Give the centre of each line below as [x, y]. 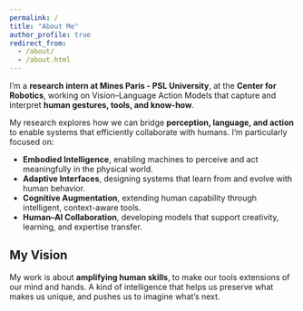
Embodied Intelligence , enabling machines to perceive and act [140, 159]
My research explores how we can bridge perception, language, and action [152, 122]
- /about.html [44, 60]
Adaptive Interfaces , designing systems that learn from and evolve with [157, 179]
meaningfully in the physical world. [88, 169]
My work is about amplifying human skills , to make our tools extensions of [150, 277]
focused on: [32, 142]
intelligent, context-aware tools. [82, 208]
